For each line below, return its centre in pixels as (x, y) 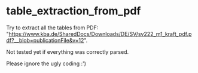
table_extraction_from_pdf (74, 11)
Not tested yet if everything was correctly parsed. (68, 51)
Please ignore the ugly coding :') (46, 63)
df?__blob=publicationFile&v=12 (45, 40)
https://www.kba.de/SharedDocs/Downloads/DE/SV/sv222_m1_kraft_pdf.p (100, 34)
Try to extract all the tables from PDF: (52, 28)
